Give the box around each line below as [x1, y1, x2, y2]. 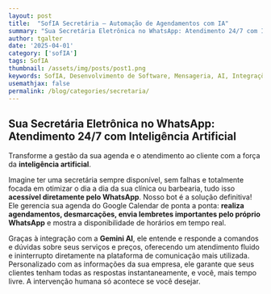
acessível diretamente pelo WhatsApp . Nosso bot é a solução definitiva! [8, 192, 252, 202]
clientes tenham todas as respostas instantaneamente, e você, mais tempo [8, 268, 256, 278]
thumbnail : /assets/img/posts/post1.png [8, 65, 147, 73]
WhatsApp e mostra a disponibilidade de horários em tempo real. [8, 218, 227, 228]
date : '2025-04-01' [8, 42, 74, 50]
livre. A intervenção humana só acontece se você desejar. [8, 276, 201, 287]
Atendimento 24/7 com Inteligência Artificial [8, 129, 236, 143]
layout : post [8, 11, 52, 20]
